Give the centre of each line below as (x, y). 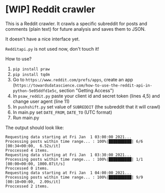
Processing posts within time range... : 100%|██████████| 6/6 (74, 141)
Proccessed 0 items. (27, 168)
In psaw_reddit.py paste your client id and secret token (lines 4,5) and (86, 96)
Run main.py (26, 117)
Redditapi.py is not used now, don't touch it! (52, 49)
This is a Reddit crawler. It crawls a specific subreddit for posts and (76, 24)
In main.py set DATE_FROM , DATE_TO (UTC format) (63, 112)
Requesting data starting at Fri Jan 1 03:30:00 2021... (68, 155)
